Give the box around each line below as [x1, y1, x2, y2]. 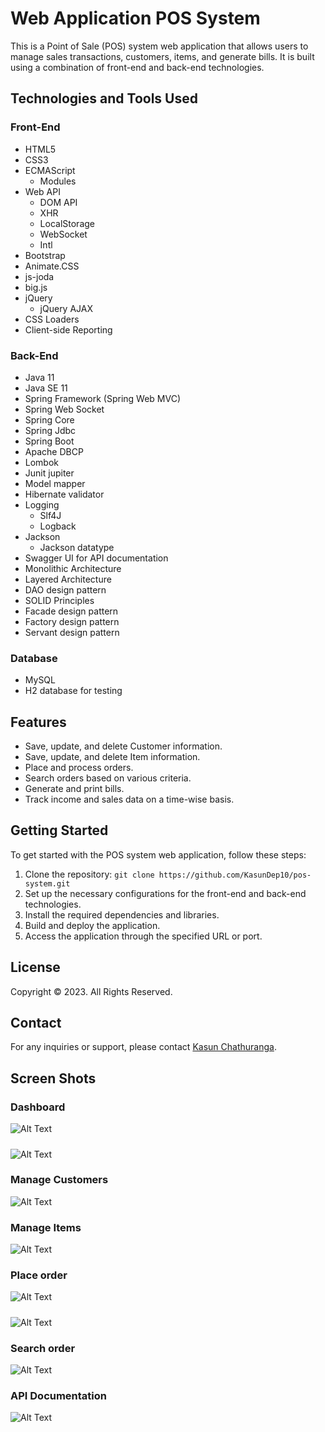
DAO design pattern [24, 583, 107, 596]
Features [10, 713, 67, 731]
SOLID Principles [24, 594, 95, 606]
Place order [10, 1268, 68, 1282]
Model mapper [24, 477, 86, 489]
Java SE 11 [24, 382, 68, 394]
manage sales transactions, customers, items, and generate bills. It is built [10, 50, 315, 62]
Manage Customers [10, 1173, 109, 1187]
